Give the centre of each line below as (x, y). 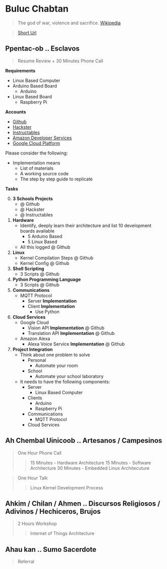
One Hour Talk (33, 478)
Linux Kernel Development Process (67, 487)
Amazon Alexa (35, 338)
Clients (35, 398)
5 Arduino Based (45, 236)
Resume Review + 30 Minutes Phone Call (60, 61)
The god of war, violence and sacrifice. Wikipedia (69, 23)
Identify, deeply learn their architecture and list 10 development (86, 225)
